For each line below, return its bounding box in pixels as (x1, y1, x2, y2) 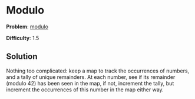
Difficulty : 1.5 (6, 34, 39, 41)
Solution (6, 51, 38, 62)
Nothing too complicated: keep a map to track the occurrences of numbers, (6, 67, 190, 74)
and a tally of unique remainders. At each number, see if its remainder (6, 73, 176, 80)
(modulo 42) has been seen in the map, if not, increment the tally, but (6, 80, 174, 87)
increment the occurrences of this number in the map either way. (6, 86, 164, 93)
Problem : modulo (6, 23, 49, 30)
